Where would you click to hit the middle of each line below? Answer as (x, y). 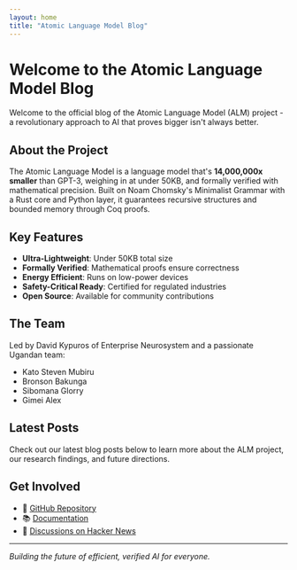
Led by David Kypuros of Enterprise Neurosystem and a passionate (131, 345)
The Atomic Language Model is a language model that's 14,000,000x (136, 172)
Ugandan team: (37, 355)
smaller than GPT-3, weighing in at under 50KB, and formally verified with (144, 181)
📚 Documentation (55, 518)
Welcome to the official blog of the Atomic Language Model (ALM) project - (146, 113)
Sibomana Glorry (53, 390)
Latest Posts (44, 428)
